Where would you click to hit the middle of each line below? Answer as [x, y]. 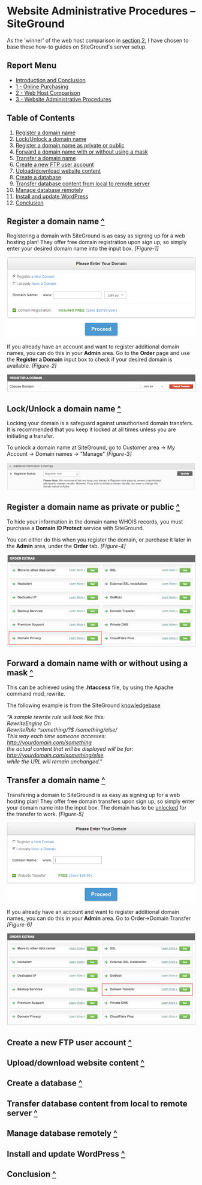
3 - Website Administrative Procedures [63, 99]
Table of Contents [41, 118]
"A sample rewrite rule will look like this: [56, 717]
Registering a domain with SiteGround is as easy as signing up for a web [96, 236]
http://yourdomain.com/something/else [55, 755]
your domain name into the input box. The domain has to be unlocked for [97, 807]
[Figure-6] [19, 924]
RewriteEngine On [29, 723]
